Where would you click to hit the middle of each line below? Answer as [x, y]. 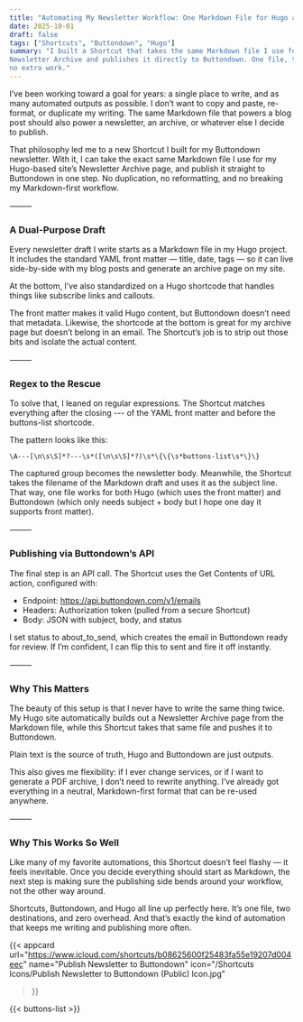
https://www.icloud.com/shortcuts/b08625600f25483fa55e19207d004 [160, 955]
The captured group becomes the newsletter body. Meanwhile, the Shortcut [151, 474]
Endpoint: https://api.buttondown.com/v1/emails [111, 600]
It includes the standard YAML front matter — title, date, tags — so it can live [151, 259]
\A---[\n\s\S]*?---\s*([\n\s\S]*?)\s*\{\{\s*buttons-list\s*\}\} [134, 456]
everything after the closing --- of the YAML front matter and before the [142, 413]
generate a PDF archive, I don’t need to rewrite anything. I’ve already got [144, 782]
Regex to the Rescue [55, 384]
